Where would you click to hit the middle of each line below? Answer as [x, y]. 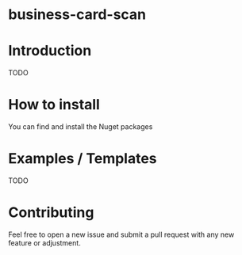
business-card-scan [77, 15]
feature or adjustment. [44, 242]
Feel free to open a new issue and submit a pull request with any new [121, 234]
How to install [54, 105]
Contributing [51, 213]
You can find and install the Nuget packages [81, 127]
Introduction [50, 51]
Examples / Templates [83, 159]
